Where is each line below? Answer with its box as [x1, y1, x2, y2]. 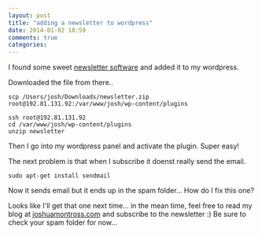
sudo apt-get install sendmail [8, 172, 111, 180]
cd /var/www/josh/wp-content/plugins [8, 121, 132, 129]
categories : [8, 41, 47, 49]
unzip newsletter [8, 128, 65, 136]
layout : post [8, 11, 51, 20]
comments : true [8, 33, 58, 42]
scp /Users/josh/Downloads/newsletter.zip [8, 93, 149, 101]
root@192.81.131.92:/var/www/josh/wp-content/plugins [8, 100, 189, 108]
